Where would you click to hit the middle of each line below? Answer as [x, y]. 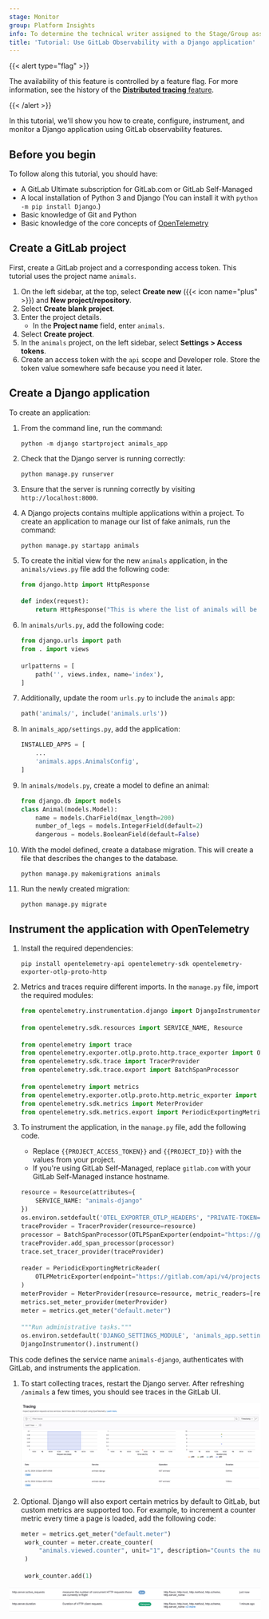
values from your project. [74, 1160]
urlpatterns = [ [47, 666]
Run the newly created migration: [75, 889]
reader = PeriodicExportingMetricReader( [91, 1268]
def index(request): [55, 601]
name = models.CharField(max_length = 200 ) [105, 818]
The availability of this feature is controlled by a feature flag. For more [124, 82]
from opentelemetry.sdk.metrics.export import [99, 1112]
